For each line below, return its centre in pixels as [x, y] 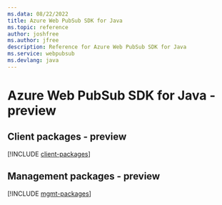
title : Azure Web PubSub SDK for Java [65, 21]
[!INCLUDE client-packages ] [49, 154]
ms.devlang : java [33, 61]
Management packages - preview [84, 176]
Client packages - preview [67, 137]
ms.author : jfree [33, 41]
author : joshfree [33, 34]
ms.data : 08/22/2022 [38, 14]
